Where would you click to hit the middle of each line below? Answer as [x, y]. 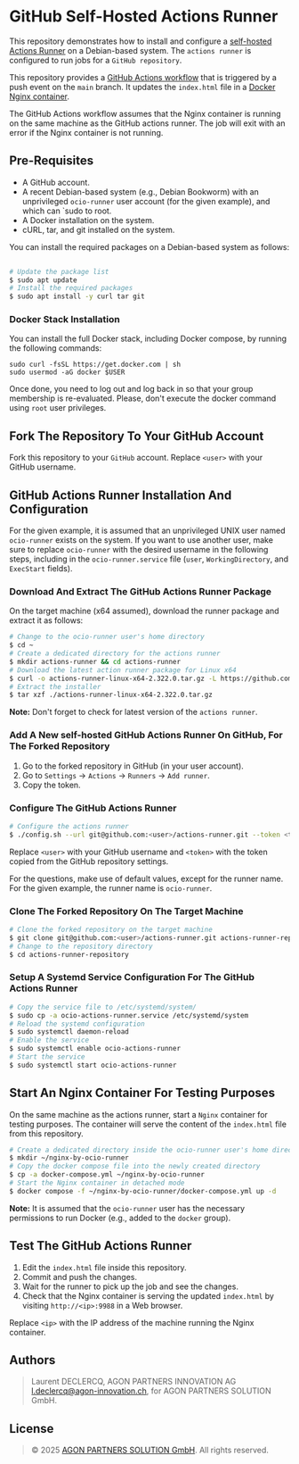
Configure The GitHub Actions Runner [93, 808]
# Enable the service [49, 1040]
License [32, 1429]
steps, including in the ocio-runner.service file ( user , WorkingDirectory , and [149, 559]
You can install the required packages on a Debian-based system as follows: [149, 246]
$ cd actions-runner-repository [69, 954]
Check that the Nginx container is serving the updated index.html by [148, 1295]
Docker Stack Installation [65, 320]
